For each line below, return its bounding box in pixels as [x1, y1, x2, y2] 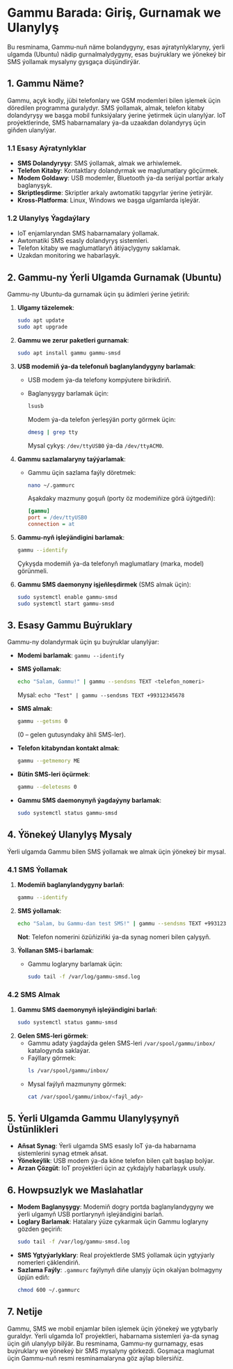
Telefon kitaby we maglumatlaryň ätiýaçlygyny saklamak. [17, 244, 181, 252]
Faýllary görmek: [27, 1054, 77, 1062]
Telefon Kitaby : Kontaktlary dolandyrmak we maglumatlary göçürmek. [17, 166, 220, 175]
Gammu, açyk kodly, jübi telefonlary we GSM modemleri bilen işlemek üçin [7, 96, 221, 104]
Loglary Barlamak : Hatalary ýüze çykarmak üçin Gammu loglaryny [17, 1217, 209, 1226]
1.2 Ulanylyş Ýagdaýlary [7, 213, 90, 223]
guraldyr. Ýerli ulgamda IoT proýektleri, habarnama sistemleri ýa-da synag [7, 1331, 219, 1340]
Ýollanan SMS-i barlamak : [17, 946, 94, 955]
